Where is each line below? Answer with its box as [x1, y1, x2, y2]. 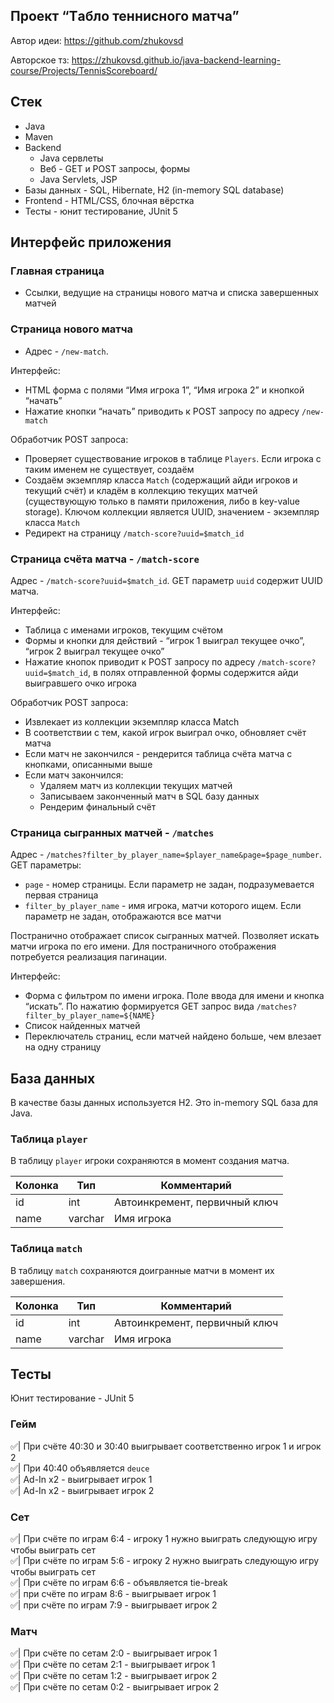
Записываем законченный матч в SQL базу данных [39, 790, 260, 802]
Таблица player [10, 1132, 88, 1146]
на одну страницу [24, 1041, 102, 1053]
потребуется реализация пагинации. [10, 951, 168, 963]
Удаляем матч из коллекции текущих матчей [39, 779, 233, 791]
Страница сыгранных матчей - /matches [10, 825, 215, 839]
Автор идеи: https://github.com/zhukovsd [10, 34, 184, 46]
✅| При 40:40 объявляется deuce [10, 1462, 150, 1474]
